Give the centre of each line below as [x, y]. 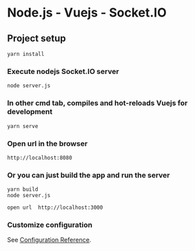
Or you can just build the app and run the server [89, 175]
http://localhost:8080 [40, 158]
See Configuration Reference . [49, 240]
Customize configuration [50, 225]
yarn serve [23, 126]
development [30, 112]
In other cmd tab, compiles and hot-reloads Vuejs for [97, 103]
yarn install [26, 54]
